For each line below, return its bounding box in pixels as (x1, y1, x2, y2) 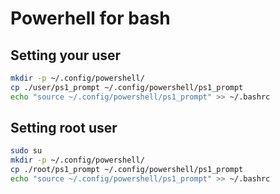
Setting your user (10, 47, 122, 64)
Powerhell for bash (10, 7, 171, 30)
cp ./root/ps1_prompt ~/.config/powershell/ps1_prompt (10, 165, 244, 175)
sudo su (10, 146, 43, 156)
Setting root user (10, 120, 118, 137)
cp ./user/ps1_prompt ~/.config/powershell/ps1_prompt (10, 82, 244, 92)
